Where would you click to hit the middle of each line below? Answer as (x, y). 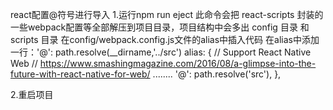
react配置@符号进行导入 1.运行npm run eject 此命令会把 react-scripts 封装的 (167, 14)
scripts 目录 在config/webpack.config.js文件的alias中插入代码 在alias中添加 (165, 39)
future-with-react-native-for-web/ (80, 74)
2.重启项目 (32, 94)
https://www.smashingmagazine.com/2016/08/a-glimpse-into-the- (178, 63)
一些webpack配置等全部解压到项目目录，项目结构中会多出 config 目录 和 (160, 27)
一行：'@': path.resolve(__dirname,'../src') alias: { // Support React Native (161, 52)
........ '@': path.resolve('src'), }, (217, 74)
